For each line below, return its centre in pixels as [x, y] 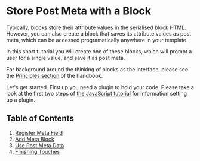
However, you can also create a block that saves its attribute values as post [99, 33]
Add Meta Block [35, 139]
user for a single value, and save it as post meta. [66, 58]
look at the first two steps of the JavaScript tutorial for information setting [96, 93]
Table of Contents [40, 119]
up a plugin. [21, 100]
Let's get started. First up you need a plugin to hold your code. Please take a [100, 87]
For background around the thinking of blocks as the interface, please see [97, 69]
